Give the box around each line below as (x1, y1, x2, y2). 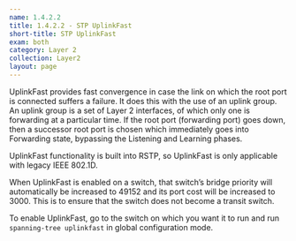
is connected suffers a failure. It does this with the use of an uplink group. (9, 95, 277, 106)
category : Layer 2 (9, 46, 77, 55)
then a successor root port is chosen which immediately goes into (9, 124, 249, 134)
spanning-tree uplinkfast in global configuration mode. (9, 222, 214, 232)
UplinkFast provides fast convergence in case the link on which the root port (9, 86, 287, 97)
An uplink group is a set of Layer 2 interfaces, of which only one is (9, 105, 250, 116)
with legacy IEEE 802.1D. (9, 160, 99, 170)
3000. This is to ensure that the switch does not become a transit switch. (9, 195, 275, 206)
